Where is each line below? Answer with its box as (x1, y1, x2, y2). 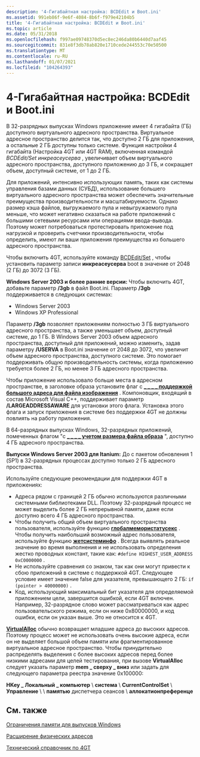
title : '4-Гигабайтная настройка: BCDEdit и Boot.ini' (6, 20, 146, 26)
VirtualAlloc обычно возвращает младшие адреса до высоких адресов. (6, 625, 190, 633)
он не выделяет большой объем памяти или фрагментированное (6, 638, 173, 645)
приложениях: (6, 481, 43, 488)
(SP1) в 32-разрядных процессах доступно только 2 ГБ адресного (6, 457, 176, 464)
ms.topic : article (6, 25, 52, 32)
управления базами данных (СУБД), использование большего (6, 185, 166, 192)
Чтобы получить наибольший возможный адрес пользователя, (14, 531, 176, 539)
